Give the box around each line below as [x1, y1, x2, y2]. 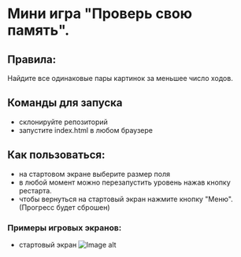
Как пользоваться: [7, 149, 106, 162]
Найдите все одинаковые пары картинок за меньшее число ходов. [7, 74, 233, 83]
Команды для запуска [7, 96, 123, 110]
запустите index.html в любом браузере [18, 125, 154, 134]
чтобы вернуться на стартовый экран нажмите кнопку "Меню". [18, 194, 233, 204]
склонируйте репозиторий [18, 117, 108, 127]
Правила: [7, 53, 57, 66]
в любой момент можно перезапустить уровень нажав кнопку [18, 178, 231, 187]
